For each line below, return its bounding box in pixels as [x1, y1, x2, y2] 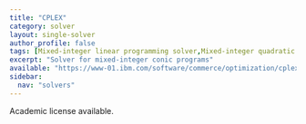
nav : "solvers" [17, 81, 76, 90]
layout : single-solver [9, 30, 96, 39]
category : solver [9, 22, 76, 31]
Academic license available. [9, 105, 114, 116]
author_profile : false [9, 38, 96, 48]
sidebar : [9, 72, 43, 81]
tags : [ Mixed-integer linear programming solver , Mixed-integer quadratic [9, 47, 296, 56]
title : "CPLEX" [9, 13, 67, 23]
